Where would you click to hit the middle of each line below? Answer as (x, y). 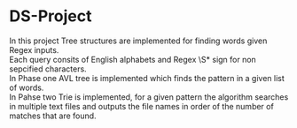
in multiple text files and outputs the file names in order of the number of (142, 106)
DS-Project (51, 16)
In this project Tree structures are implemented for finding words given (138, 41)
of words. (27, 87)
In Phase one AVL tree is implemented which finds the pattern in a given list (147, 78)
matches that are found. (53, 116)
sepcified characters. (48, 69)
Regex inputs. (34, 49)
